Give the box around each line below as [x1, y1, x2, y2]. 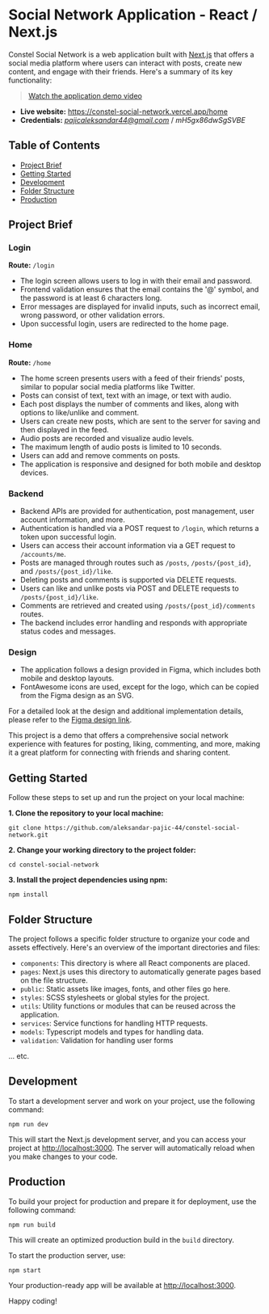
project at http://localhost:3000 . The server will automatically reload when [8, 1143, 255, 1152]
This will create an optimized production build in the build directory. [8, 1235, 234, 1245]
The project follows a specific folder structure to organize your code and [8, 933, 250, 943]
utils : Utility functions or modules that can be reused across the [19, 1000, 236, 1011]
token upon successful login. [19, 532, 117, 542]
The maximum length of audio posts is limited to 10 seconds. [19, 442, 222, 452]
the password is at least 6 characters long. [19, 293, 162, 303]
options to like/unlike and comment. [19, 407, 140, 417]
